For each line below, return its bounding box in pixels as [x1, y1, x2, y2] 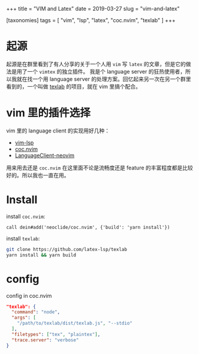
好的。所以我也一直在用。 [6, 171, 70, 178]
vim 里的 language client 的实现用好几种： [6, 127, 110, 134]
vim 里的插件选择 [6, 106, 91, 120]
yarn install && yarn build [6, 252, 77, 258]
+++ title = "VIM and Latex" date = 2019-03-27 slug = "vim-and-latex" [6, 5, 180, 12]
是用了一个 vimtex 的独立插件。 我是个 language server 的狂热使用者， [11, 68, 186, 75]
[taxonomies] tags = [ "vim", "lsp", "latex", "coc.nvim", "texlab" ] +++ [6, 17, 176, 23]
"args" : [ [11, 314, 36, 321]
